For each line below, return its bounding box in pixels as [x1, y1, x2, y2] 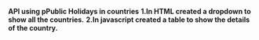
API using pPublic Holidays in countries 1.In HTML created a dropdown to [8, 7, 251, 16]
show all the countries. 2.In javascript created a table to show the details [8, 15, 250, 24]
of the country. [8, 24, 58, 32]
